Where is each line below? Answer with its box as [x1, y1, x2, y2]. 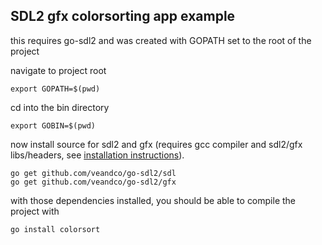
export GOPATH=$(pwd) [10, 84, 101, 94]
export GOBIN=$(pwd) [10, 120, 97, 131]
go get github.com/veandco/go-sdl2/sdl [10, 168, 177, 178]
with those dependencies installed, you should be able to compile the [10, 194, 297, 206]
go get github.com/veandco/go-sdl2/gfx [10, 177, 177, 187]
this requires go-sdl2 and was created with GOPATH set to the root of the [10, 34, 312, 46]
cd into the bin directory [10, 101, 110, 113]
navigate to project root [10, 64, 107, 76]
